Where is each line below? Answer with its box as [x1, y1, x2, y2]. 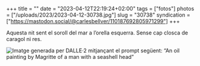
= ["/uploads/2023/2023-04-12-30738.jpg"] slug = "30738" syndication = [6, 11, 191, 18]
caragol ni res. [6, 36, 42, 42]
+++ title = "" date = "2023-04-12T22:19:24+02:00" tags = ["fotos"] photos [6, 5, 195, 12]
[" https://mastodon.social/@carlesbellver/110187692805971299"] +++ [6, 18, 180, 24]
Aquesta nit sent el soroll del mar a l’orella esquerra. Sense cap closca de [6, 29, 189, 36]
